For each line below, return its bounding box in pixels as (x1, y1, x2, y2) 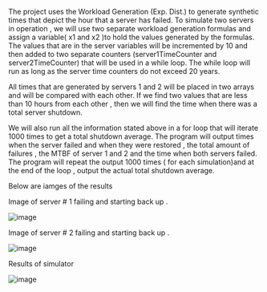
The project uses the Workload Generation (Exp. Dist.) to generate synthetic (8, 7, 259, 16)
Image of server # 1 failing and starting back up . (8, 197, 168, 206)
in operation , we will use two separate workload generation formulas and (8, 24, 251, 33)
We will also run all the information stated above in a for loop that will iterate (8, 124, 259, 132)
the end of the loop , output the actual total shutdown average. (8, 166, 215, 175)
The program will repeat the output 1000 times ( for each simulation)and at (8, 157, 254, 167)
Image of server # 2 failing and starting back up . (8, 228, 170, 237)
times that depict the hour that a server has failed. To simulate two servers (8, 15, 254, 25)
